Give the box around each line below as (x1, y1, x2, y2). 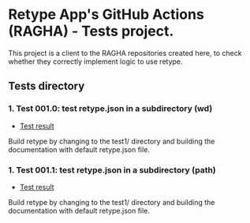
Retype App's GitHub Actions (8, 6, 205, 24)
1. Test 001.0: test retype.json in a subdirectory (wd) (8, 103, 213, 114)
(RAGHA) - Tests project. (8, 22, 174, 40)
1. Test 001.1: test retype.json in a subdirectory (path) (8, 164, 217, 175)
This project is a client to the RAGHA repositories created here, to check (8, 48, 242, 58)
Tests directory (8, 80, 85, 93)
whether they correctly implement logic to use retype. (8, 57, 183, 66)
